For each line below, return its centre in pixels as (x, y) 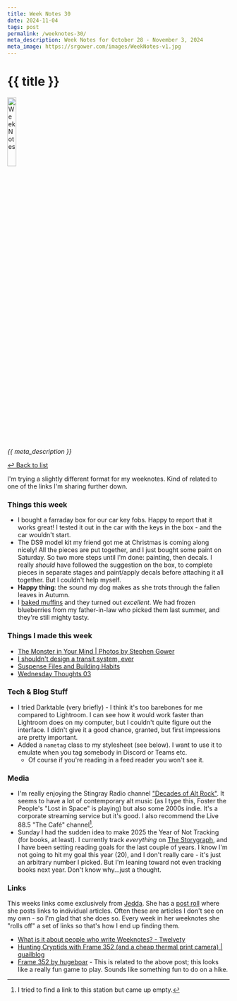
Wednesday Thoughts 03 (54, 673)
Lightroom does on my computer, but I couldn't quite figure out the (114, 722)
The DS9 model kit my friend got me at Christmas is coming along (113, 543)
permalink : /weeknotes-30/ (47, 34)
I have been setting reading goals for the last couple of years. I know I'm (122, 847)
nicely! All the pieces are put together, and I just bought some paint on (120, 550)
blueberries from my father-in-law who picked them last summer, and (119, 610)
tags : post (23, 27)
